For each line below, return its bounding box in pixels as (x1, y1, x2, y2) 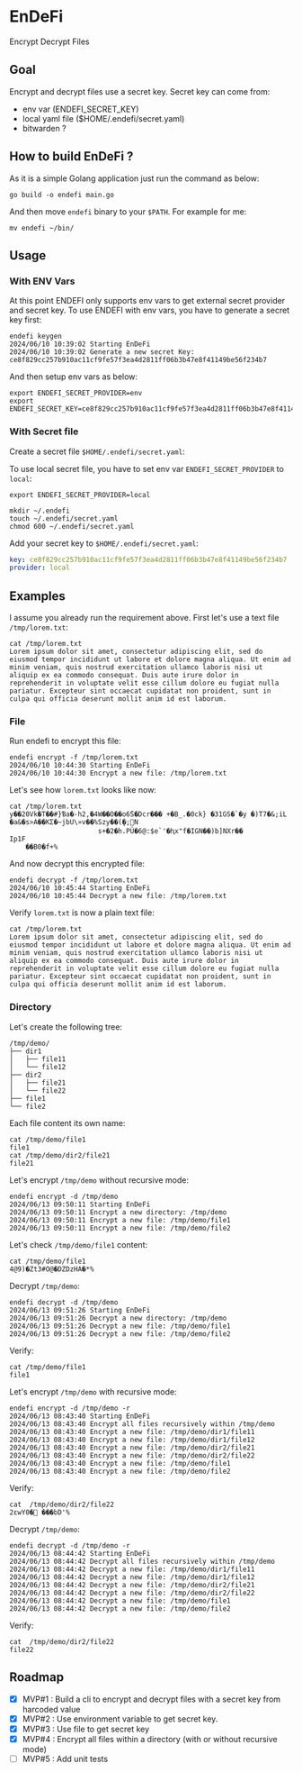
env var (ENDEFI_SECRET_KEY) (22, 104, 139, 114)
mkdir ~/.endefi (9, 506, 70, 515)
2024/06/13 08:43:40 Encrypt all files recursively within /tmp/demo (9, 1419, 276, 1429)
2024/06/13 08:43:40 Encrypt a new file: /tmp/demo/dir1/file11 (9, 1427, 255, 1436)
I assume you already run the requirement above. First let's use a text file (9, 613, 280, 623)
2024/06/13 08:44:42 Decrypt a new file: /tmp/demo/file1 (9, 1596, 231, 1605)
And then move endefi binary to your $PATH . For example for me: (9, 205, 247, 217)
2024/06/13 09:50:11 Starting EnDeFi (9, 1200, 151, 1209)
